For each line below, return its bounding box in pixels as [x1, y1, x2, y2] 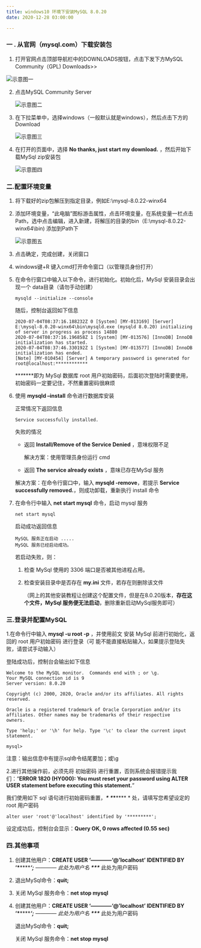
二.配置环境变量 [6, 182, 52, 191]
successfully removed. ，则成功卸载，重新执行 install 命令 [14, 487, 160, 494]
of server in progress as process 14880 [14, 329, 118, 335]
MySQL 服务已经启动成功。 [14, 542, 72, 548]
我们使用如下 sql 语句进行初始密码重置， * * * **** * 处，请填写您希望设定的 [6, 794, 190, 802]
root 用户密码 [6, 802, 39, 809]
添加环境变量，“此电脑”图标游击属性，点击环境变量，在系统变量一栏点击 [14, 210, 194, 217]
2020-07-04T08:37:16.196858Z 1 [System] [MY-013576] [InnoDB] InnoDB [14, 334, 193, 341]
